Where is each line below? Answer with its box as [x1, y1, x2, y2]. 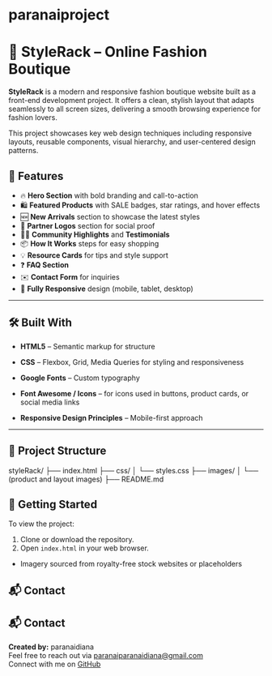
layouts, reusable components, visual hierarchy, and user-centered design [8, 137, 257, 147]
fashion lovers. [8, 113, 58, 122]
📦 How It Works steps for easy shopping [19, 238, 159, 248]
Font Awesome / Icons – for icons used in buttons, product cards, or [19, 388, 249, 398]
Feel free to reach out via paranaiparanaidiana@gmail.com [8, 650, 204, 660]
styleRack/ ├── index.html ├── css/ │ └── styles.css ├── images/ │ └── [8, 465, 259, 475]
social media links [19, 397, 80, 407]
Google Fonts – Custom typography [19, 373, 140, 383]
